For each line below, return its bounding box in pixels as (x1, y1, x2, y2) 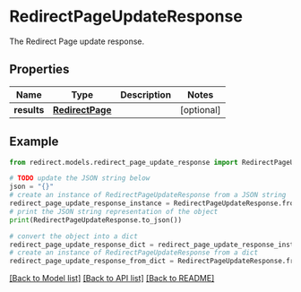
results (13, 103, 45, 116)
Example (9, 134, 59, 150)
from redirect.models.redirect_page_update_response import (9, 158, 239, 167)
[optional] (179, 103, 221, 116)
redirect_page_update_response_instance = (9, 199, 170, 208)
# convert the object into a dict (9, 231, 139, 241)
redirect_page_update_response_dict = (9, 240, 154, 249)
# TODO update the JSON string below (9, 174, 150, 183)
